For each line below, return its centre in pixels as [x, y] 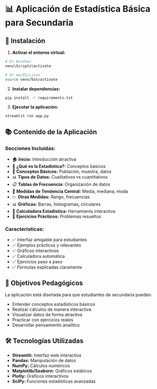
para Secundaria [39, 23]
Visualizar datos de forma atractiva [47, 315]
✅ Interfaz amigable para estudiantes [49, 240]
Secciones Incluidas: [30, 148]
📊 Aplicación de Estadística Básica [78, 9]
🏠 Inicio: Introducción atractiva [44, 159]
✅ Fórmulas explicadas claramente [47, 267]
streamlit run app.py [27, 116]
